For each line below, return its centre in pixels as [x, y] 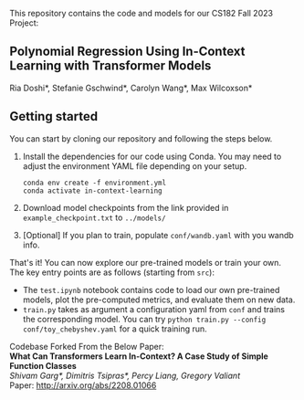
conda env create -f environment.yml [94, 183]
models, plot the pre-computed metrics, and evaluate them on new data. [159, 300]
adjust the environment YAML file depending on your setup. [135, 166]
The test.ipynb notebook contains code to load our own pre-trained [151, 289]
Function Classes [43, 365]
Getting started [54, 116]
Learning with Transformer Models [110, 66]
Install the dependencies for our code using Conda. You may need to [152, 156]
